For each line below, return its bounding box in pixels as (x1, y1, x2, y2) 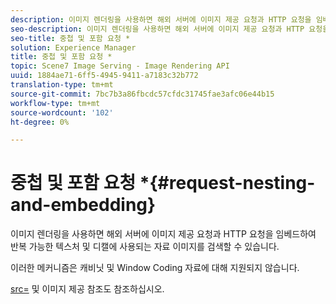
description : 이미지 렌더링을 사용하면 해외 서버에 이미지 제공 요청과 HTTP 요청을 (10, 14, 312, 25)
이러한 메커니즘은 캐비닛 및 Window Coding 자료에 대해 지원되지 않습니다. (10, 262, 300, 274)
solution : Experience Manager (10, 42, 137, 53)
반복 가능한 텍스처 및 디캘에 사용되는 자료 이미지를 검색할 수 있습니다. (10, 241, 280, 253)
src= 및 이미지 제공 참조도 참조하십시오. (10, 283, 165, 295)
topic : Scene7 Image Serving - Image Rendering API (10, 61, 230, 71)
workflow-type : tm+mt (10, 98, 101, 108)
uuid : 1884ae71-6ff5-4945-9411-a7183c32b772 (10, 71, 199, 81)
